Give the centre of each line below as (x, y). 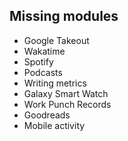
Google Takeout (56, 40)
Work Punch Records (67, 104)
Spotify (38, 61)
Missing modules (64, 16)
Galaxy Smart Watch (66, 93)
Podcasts (43, 72)
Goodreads (47, 115)
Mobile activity (54, 125)
